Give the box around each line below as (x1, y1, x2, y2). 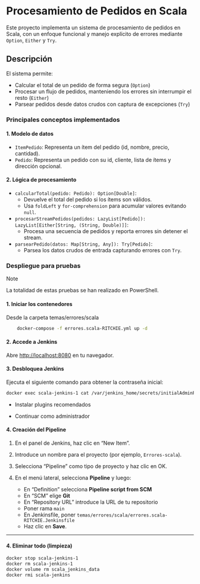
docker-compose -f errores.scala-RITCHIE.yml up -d (17, 325, 148, 331)
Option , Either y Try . (6, 36, 57, 44)
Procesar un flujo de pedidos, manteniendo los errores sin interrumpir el (14, 88, 192, 95)
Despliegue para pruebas (6, 262, 81, 270)
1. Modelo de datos (6, 130, 54, 137)
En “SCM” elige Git (23, 492, 70, 499)
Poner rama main (23, 504, 65, 512)
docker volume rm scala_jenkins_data (6, 566, 100, 572)
